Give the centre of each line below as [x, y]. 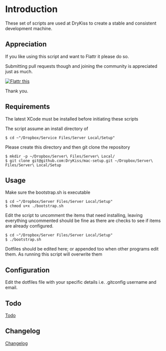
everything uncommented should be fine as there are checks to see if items [83, 221]
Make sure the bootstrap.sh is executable [48, 192]
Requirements [27, 107]
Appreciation [26, 44]
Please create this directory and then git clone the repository [68, 147]
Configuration [27, 270]
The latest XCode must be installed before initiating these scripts [72, 119]
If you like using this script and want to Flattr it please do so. [67, 56]
